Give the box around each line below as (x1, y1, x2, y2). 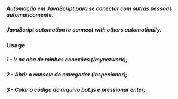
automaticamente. (6, 11, 54, 18)
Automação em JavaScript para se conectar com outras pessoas (6, 5, 173, 12)
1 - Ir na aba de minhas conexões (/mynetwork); (6, 55, 128, 63)
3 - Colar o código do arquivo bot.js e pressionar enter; (6, 86, 146, 93)
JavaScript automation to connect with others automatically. (6, 26, 162, 33)
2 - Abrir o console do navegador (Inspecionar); (6, 71, 128, 78)
